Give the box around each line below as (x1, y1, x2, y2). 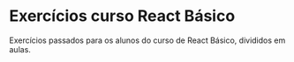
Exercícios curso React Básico (9, 6, 236, 26)
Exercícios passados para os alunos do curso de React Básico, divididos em (9, 35, 286, 45)
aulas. (9, 44, 31, 54)
